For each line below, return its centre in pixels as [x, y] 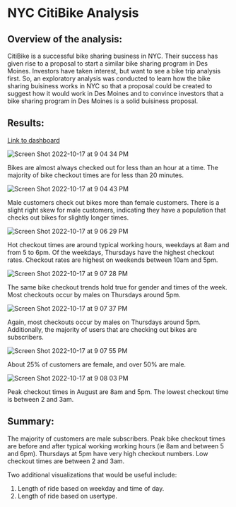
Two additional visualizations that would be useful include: [92, 475]
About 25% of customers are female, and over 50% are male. [96, 364]
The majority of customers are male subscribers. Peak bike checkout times [117, 439]
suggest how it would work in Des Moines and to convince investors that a [116, 94]
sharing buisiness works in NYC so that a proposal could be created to [110, 86]
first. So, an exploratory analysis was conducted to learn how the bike [109, 78]
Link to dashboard [34, 140]
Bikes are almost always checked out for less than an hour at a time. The [113, 167]
